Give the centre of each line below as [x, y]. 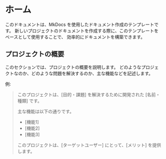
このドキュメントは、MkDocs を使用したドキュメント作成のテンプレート [80, 24]
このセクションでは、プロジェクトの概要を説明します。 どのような [73, 67]
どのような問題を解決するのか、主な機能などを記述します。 [92, 73]
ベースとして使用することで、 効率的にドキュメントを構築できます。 [75, 37]
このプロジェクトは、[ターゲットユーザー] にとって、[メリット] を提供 [89, 145]
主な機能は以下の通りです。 [46, 111]
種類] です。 [30, 101]
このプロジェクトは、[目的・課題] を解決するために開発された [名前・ [89, 94]
